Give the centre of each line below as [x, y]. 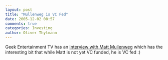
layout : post [19, 10]
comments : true [21, 24]
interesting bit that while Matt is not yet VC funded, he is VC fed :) [73, 52]
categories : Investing [29, 28]
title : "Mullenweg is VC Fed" [37, 14]
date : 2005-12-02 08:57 [30, 19]
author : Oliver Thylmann [31, 33]
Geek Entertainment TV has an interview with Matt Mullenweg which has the [84, 47]
